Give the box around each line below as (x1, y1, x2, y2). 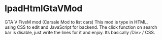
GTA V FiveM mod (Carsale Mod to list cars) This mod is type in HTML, (4, 19, 148, 25)
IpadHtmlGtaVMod (4, 3, 83, 14)
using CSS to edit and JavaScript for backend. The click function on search (4, 24, 158, 30)
